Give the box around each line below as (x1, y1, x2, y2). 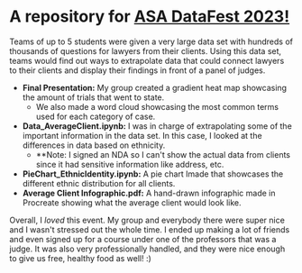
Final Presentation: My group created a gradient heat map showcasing (22, 82, 287, 93)
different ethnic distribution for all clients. (22, 177, 176, 188)
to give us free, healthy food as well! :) (9, 252, 151, 263)
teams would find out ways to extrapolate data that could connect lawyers (9, 55, 285, 66)
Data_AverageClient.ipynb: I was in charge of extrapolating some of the (22, 120, 293, 132)
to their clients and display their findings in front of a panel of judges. (9, 65, 266, 76)
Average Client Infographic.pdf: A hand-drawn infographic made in (22, 187, 277, 198)
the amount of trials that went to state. (22, 92, 165, 103)
